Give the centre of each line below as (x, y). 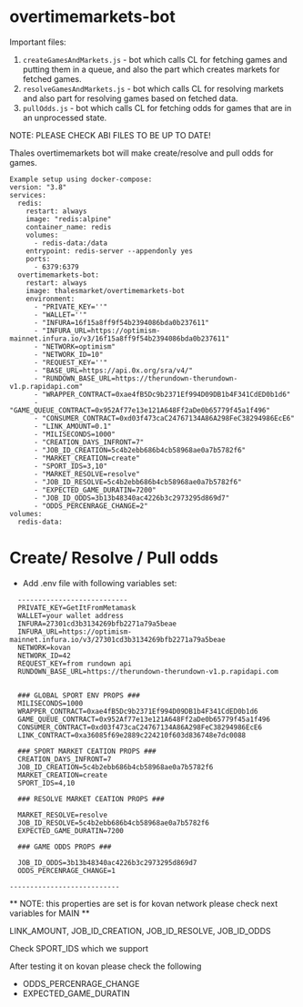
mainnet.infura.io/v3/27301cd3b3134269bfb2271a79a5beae (117, 639)
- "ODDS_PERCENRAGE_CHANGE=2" (91, 506)
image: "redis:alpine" (69, 219)
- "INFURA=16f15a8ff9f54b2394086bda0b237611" (121, 322)
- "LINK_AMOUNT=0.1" (72, 426)
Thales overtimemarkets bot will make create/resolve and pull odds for (141, 153)
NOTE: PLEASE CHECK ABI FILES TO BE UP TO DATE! (110, 135)
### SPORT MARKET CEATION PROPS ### (87, 751)
